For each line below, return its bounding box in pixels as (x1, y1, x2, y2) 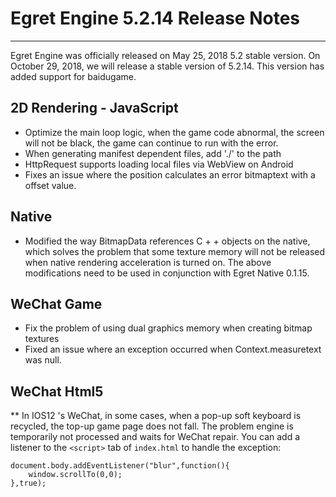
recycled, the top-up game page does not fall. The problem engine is (10, 420, 294, 432)
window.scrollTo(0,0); (28, 470, 123, 480)
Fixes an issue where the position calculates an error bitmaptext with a (24, 168, 316, 181)
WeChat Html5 (10, 383, 104, 400)
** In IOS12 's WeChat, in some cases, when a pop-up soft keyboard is (10, 410, 302, 422)
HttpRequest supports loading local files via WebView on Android (24, 158, 294, 170)
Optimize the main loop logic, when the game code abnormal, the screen (24, 126, 325, 138)
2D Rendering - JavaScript (10, 100, 179, 117)
